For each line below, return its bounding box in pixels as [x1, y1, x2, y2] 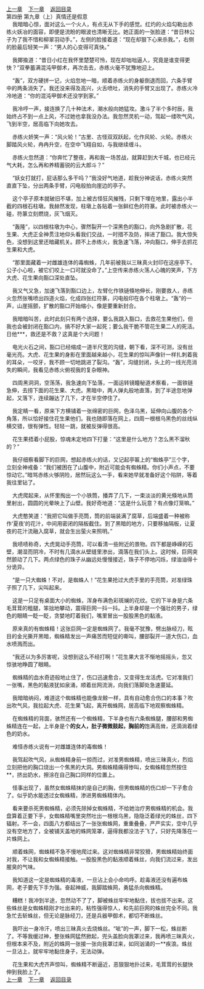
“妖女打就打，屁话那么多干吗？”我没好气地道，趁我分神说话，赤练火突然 [12, 174, 193, 181]
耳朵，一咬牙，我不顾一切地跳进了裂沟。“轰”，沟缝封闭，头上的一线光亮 [11, 359, 192, 365]
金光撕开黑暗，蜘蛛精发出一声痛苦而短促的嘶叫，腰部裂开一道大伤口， [16, 633, 192, 639]
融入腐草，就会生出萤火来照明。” [32, 527, 113, 535]
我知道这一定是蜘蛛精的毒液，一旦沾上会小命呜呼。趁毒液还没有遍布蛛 [12, 876, 188, 883]
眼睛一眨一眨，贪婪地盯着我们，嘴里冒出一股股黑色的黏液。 [16, 612, 166, 619]
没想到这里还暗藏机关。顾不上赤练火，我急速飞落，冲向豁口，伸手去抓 [16, 238, 192, 245]
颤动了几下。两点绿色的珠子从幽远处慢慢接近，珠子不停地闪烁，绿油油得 [11, 556, 192, 563]
